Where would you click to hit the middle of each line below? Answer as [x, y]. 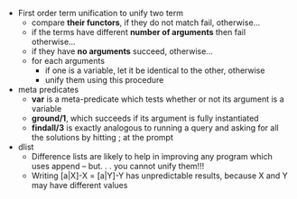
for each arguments [68, 61]
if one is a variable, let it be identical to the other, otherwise [155, 70]
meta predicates [48, 90]
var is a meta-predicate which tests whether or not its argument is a [158, 99]
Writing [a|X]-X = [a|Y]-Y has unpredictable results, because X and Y [160, 176]
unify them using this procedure [104, 80]
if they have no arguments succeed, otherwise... [122, 51]
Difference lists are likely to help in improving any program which [152, 156]
